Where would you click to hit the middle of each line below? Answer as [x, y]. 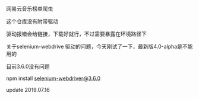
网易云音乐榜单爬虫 [30, 9]
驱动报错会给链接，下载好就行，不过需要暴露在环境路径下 [76, 34]
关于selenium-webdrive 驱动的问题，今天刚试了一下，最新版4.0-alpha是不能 [99, 47]
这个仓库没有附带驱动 [32, 21]
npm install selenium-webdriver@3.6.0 [53, 78]
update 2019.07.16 [28, 90]
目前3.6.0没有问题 [28, 66]
